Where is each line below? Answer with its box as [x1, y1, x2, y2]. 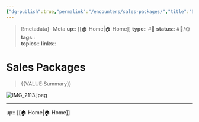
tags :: [20, 34, 36, 41]
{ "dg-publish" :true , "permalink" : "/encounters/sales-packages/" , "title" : [6, 8, 190, 15]
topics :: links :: [20, 39, 56, 47]
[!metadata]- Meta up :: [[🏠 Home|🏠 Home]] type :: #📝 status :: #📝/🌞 [20, 25, 191, 32]
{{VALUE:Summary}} [20, 80, 72, 87]
